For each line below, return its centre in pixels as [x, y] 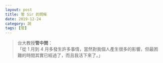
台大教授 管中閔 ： [35, 43]
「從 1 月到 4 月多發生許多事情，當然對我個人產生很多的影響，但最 [85, 49]
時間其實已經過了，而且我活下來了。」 [65, 56]
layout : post [19, 10]
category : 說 [18, 24]
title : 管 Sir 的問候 [26, 14]
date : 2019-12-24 [23, 19]
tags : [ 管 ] [16, 28]
